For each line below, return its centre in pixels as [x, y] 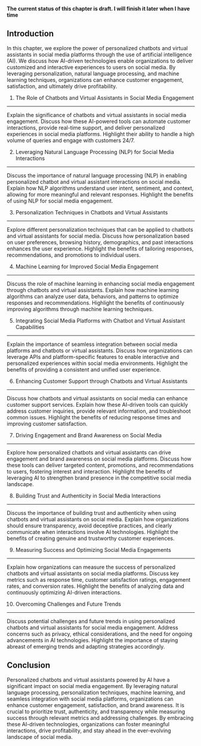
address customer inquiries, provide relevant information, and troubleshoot [99, 411]
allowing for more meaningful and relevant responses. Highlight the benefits [100, 194]
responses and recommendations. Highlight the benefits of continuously [95, 303]
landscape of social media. [40, 736]
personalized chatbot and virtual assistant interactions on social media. [94, 182]
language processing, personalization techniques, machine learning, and [96, 692]
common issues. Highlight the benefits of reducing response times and [94, 417]
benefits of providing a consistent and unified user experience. [84, 369]
